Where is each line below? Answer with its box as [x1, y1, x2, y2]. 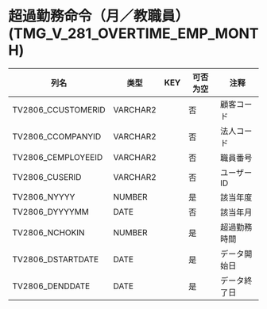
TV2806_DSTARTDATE [12, 254, 99, 265]
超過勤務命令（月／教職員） [8, 7, 190, 25]
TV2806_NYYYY [12, 191, 75, 202]
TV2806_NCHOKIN [12, 227, 85, 238]
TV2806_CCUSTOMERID [12, 104, 106, 115]
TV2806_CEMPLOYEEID [12, 151, 103, 162]
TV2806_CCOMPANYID [12, 131, 102, 142]
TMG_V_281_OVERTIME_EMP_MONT [13, 25, 260, 43]
